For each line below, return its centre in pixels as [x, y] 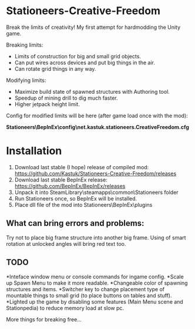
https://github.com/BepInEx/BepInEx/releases [70, 186]
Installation [34, 151]
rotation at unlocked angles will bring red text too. [66, 244]
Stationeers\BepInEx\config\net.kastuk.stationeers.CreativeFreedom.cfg [98, 127]
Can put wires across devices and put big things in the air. [85, 62]
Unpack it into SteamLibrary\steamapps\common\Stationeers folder [96, 192]
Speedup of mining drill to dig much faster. [66, 98]
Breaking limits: [25, 45]
